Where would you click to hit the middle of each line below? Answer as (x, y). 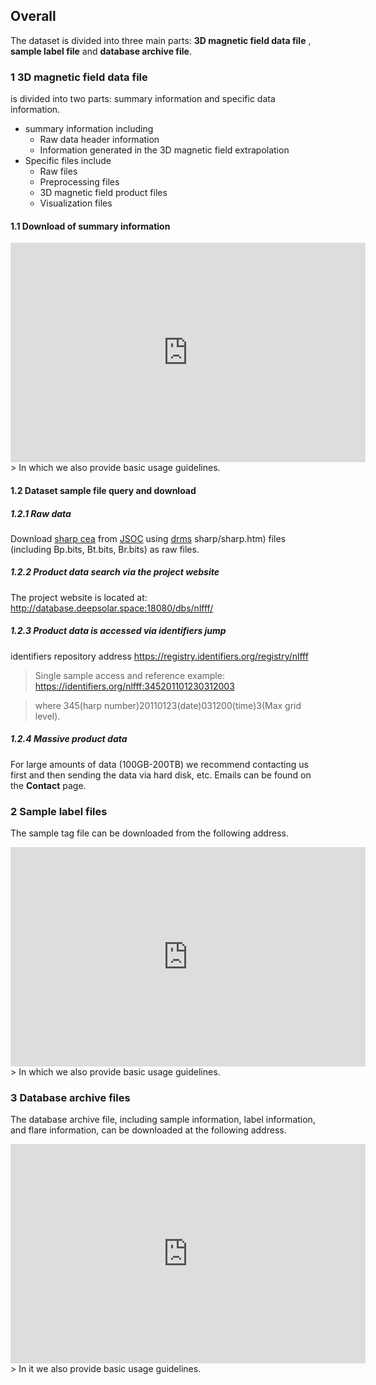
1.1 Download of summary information (90, 226)
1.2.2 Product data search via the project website (115, 572)
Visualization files (76, 203)
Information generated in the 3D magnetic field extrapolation (164, 150)
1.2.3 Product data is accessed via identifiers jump (118, 631)
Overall (33, 16)
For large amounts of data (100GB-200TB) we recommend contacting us (159, 764)
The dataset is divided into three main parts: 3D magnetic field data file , (161, 40)
